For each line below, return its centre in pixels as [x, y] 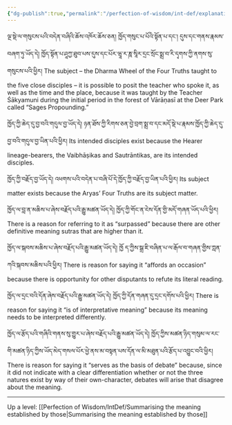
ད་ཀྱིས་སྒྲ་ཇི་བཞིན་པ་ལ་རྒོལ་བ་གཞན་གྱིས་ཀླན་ [173, 247]
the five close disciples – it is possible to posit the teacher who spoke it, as [113, 85]
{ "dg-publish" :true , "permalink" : [55, 13]
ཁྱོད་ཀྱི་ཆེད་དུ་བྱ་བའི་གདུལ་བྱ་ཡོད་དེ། [45, 123]
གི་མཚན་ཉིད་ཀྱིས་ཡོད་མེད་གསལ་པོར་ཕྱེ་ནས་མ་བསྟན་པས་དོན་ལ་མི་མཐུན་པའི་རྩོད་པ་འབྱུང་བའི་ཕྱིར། [110, 350]
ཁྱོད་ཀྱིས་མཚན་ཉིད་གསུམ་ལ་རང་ [185, 333]
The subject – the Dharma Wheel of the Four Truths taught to [130, 70]
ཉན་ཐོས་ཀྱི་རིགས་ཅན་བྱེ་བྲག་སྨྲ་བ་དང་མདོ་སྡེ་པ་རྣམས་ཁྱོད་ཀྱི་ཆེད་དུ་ [154, 123]
